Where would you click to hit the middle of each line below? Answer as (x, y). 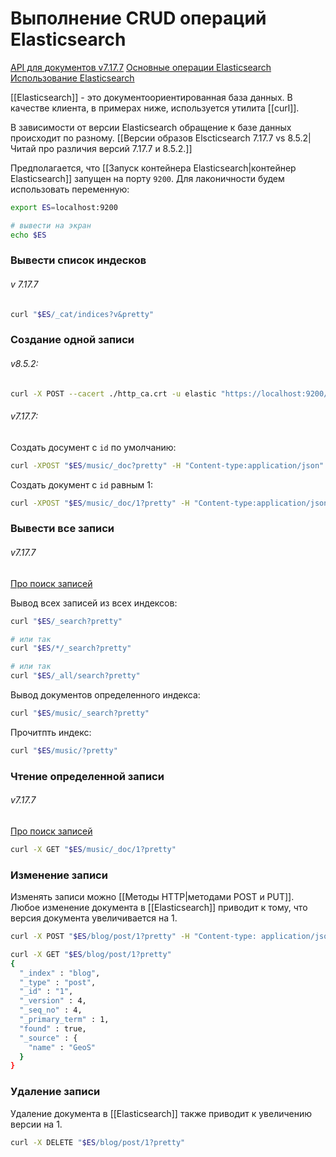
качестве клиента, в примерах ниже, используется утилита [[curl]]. (155, 108)
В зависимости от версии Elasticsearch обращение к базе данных (151, 127)
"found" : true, (53, 1028)
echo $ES (28, 235)
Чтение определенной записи (87, 776)
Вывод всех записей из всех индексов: (94, 603)
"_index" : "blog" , (60, 973)
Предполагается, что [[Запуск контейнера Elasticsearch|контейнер (153, 168)
